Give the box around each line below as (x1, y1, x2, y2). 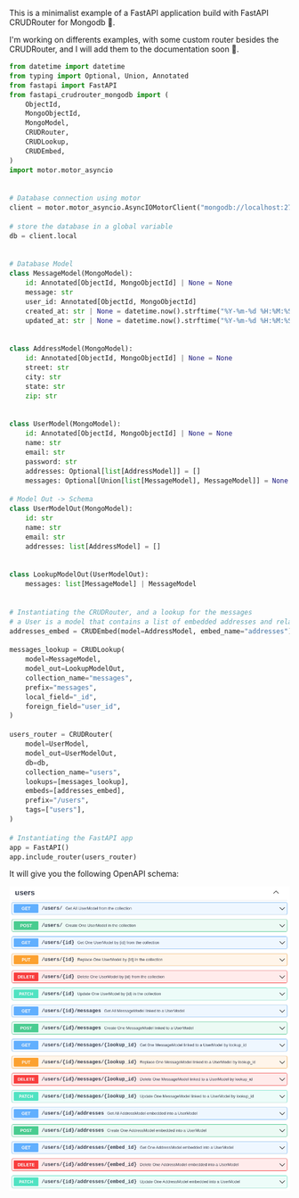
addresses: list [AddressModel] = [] (25, 541, 162, 551)
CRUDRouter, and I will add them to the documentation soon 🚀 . (9, 44, 239, 54)
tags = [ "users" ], (25, 806, 86, 814)
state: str (25, 382, 66, 391)
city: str (25, 372, 62, 382)
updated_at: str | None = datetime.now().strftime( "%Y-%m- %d (25, 316, 256, 325)
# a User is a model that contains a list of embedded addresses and (9, 617, 273, 626)
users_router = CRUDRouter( (9, 731, 114, 739)
